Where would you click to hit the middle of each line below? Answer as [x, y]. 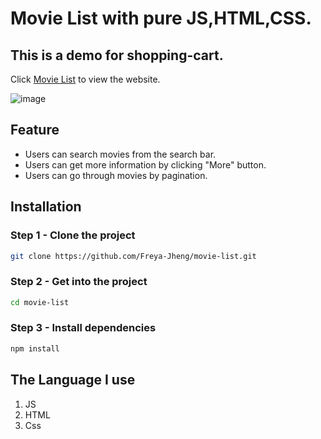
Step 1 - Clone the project [73, 235]
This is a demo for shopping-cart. [117, 55]
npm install [35, 348]
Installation [46, 207]
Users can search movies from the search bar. [120, 154]
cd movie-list [40, 302]
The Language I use [73, 380]
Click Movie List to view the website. [85, 79]
